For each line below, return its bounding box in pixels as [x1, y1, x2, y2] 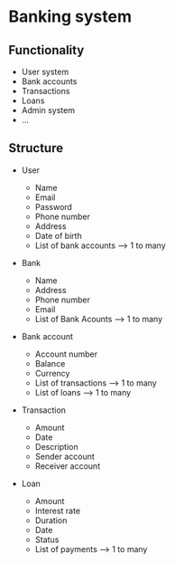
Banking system [8, 6, 133, 27]
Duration [34, 514, 68, 526]
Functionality [8, 43, 85, 58]
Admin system [21, 105, 76, 115]
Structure [8, 140, 64, 156]
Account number [34, 348, 98, 359]
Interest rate [34, 505, 81, 516]
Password [34, 201, 73, 212]
